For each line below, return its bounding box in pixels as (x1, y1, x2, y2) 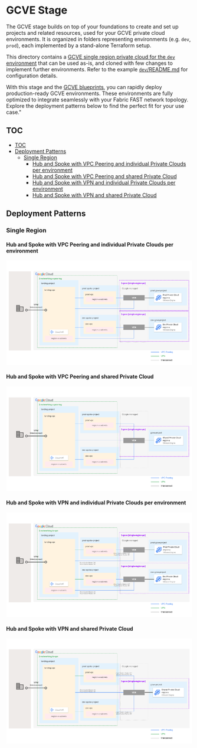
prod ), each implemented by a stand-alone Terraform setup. (6, 42, 152, 49)
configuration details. (6, 72, 58, 79)
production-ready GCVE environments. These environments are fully (6, 90, 173, 97)
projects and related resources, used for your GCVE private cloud (6, 29, 165, 36)
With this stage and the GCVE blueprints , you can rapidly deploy (6, 83, 162, 90)
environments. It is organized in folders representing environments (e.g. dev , (6, 35, 191, 42)
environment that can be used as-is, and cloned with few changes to (6, 60, 173, 67)
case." (6, 109, 22, 116)
